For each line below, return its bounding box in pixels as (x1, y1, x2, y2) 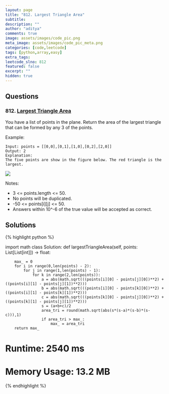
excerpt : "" (5, 69, 30, 74)
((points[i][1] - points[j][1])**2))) (5, 281, 87, 286)
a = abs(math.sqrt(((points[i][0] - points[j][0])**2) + (41, 277, 164, 282)
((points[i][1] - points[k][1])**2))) (5, 290, 87, 296)
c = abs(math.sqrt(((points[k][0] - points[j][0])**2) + (41, 295, 164, 300)
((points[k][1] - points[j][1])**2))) (5, 299, 87, 304)
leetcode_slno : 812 (5, 59, 47, 64)
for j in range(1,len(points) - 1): (23, 268, 101, 273)
